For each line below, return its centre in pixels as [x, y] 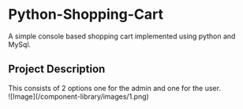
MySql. [20, 44]
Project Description [57, 69]
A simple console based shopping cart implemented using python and [122, 36]
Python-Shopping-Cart [86, 15]
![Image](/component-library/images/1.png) [79, 96]
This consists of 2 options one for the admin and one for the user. [114, 88]
